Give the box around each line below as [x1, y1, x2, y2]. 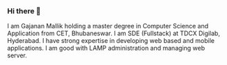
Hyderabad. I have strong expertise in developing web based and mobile [7, 37, 215, 45]
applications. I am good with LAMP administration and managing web [7, 44, 205, 53]
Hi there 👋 [7, 6, 42, 16]
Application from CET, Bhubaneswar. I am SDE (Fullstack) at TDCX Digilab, [7, 29, 221, 37]
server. [7, 51, 28, 59]
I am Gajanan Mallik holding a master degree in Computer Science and [7, 22, 209, 30]
